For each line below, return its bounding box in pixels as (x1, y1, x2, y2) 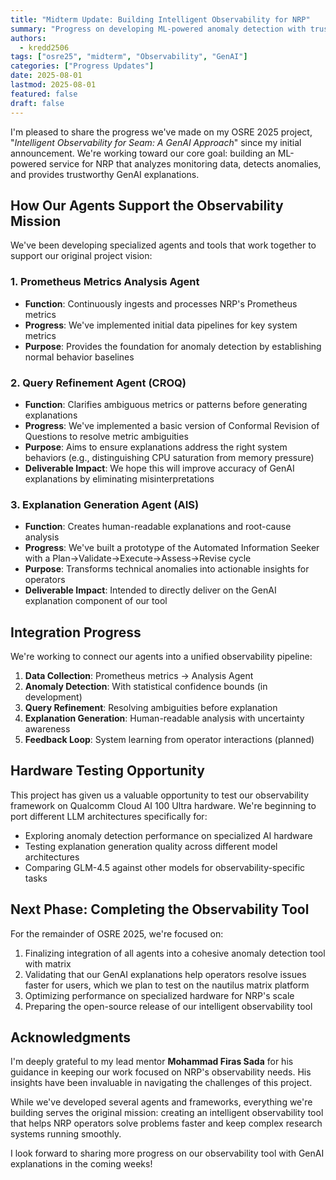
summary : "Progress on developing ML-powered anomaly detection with (10, 24, 307, 34)
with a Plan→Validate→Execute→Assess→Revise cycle (24, 552, 252, 565)
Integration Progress (10, 624, 142, 641)
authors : (10, 33, 47, 43)
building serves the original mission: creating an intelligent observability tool (10, 1107, 324, 1119)
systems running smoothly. (10, 1128, 122, 1140)
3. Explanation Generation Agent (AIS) (10, 497, 200, 511)
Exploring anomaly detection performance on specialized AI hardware (24, 829, 313, 841)
